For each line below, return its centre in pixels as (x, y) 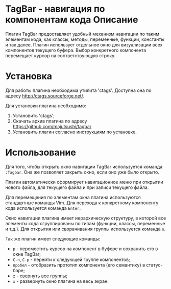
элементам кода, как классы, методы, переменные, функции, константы (85, 39)
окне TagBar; (27, 254)
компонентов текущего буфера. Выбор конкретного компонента (76, 50)
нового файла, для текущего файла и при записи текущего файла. (77, 187)
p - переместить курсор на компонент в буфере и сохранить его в (85, 249)
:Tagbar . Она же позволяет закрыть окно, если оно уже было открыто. (82, 172)
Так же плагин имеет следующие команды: (53, 238)
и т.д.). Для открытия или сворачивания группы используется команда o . (86, 229)
